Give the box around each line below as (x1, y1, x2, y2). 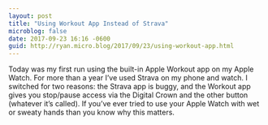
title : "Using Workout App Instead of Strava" (8, 19, 169, 28)
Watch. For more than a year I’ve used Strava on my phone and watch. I (8, 73, 248, 83)
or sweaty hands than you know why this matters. (8, 107, 175, 118)
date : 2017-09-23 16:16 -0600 (8, 34, 111, 43)
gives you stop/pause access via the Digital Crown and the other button (8, 90, 249, 100)
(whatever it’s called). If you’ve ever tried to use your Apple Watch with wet (8, 99, 260, 109)
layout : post (8, 11, 53, 20)
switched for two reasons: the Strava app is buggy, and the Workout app (8, 82, 252, 92)
